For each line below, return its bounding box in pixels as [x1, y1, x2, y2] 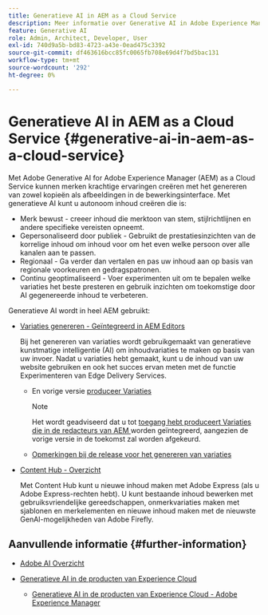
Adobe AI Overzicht [19, 558, 85, 568]
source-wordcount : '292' [8, 64, 91, 72]
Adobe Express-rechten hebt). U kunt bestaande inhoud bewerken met [19, 489, 254, 498]
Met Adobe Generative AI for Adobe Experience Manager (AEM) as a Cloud [8, 173, 255, 182]
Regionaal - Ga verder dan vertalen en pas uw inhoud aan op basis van [19, 256, 254, 266]
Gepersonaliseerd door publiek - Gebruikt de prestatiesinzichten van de [19, 231, 256, 240]
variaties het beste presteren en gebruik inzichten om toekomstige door [19, 281, 255, 292]
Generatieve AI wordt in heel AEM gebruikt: [8, 305, 150, 315]
